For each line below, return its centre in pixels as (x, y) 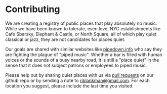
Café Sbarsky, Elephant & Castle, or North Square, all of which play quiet (81, 34)
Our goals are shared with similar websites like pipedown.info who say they (84, 49)
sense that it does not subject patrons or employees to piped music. (76, 65)
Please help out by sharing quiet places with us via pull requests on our (79, 75)
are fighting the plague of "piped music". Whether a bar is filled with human (84, 55)
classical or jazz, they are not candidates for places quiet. (65, 39)
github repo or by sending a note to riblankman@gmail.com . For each (78, 80)
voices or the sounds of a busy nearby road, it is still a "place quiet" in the (82, 60)
